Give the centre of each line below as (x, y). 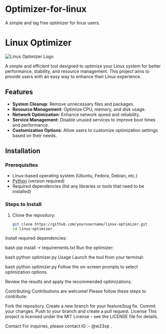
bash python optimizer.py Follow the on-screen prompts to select (72, 267)
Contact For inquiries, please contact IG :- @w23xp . (59, 326)
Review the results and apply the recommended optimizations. (69, 282)
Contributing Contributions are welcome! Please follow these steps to (76, 291)
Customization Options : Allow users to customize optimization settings (85, 130)
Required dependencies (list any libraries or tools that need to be (78, 186)
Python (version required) (39, 181)
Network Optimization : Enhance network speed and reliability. (76, 114)
